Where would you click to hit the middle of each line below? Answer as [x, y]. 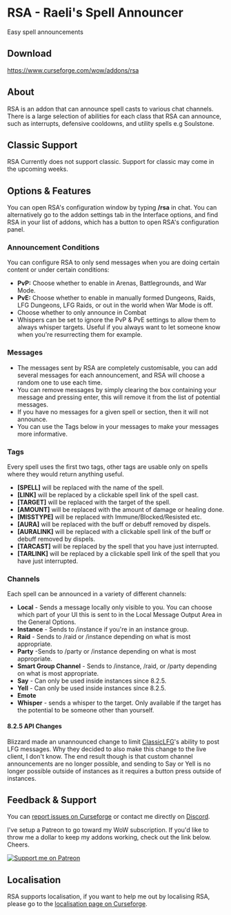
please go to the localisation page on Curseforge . [77, 904]
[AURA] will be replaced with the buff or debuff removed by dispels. [114, 524]
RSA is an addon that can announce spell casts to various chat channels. [110, 109]
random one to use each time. [60, 382]
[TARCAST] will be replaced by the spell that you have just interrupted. [118, 546]
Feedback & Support [52, 800]
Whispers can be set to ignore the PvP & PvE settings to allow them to [116, 320]
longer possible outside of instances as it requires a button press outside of [114, 771]
